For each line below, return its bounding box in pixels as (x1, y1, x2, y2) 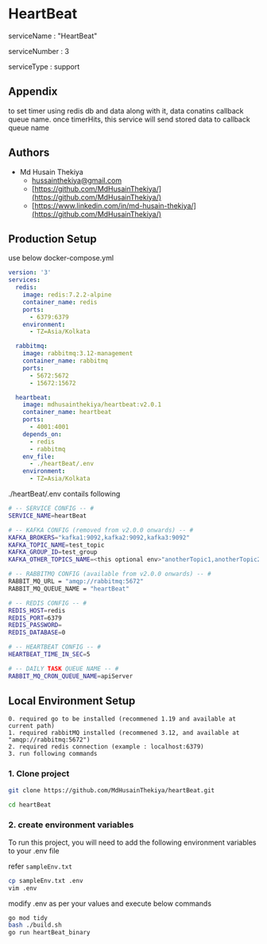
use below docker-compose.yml (8, 253, 114, 263)
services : (8, 276, 41, 284)
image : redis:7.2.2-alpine (22, 291, 112, 299)
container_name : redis (22, 298, 98, 306)
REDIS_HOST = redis (8, 606, 66, 614)
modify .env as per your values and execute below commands (8, 899, 212, 908)
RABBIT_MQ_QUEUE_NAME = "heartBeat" (8, 585, 130, 593)
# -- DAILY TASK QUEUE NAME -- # (8, 664, 119, 672)
